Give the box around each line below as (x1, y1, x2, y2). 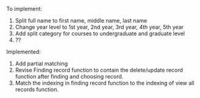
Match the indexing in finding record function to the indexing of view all (15, 79, 195, 86)
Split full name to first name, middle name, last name (15, 17, 148, 24)
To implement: (6, 5, 43, 12)
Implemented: (6, 48, 41, 55)
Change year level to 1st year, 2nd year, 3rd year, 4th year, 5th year (15, 24, 184, 30)
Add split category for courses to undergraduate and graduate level (15, 30, 185, 37)
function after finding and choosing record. (15, 73, 124, 80)
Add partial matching (15, 60, 68, 67)
